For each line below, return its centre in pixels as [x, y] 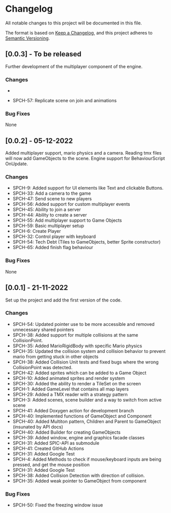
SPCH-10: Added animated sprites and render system [69, 378]
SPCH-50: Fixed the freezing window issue [58, 505]
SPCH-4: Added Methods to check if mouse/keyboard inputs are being [87, 459]
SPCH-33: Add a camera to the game [52, 193]
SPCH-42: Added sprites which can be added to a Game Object [79, 373]
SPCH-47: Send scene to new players [52, 199]
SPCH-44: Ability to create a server [50, 215]
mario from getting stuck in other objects [55, 356]
